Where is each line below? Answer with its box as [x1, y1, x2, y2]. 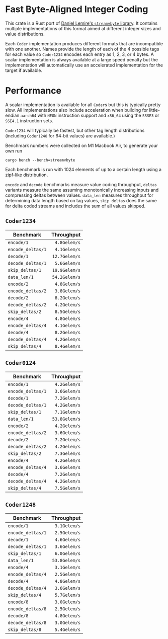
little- [149, 107, 160, 113]
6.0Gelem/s [54, 551, 81, 556]
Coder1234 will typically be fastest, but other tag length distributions [5, 127, 145, 133]
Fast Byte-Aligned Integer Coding [5, 4, 148, 15]
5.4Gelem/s [54, 627, 81, 632]
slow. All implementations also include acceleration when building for [5, 107, 148, 113]
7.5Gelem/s [54, 485, 81, 491]
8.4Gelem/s [54, 343, 81, 349]
